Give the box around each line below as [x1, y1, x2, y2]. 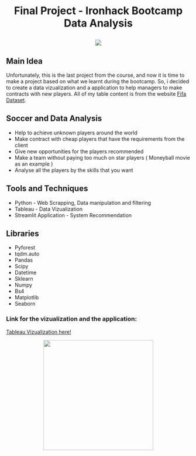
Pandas [14, 256, 33, 264]
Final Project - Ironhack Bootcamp [13, 4, 183, 18]
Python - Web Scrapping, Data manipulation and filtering [14, 199, 151, 206]
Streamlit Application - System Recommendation [14, 211, 132, 218]
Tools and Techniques [6, 184, 88, 194]
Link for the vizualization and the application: [6, 315, 137, 323]
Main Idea [6, 56, 43, 66]
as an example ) [14, 160, 53, 167]
